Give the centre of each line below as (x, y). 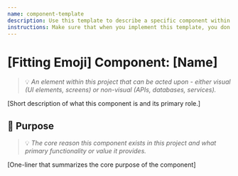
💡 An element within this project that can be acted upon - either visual (128, 82)
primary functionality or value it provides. (86, 151)
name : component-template (45, 14)
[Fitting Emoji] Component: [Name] (113, 62)
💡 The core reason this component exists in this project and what (120, 143)
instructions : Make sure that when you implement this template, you (113, 27)
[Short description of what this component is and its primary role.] (104, 104)
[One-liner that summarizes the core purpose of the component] (102, 165)
